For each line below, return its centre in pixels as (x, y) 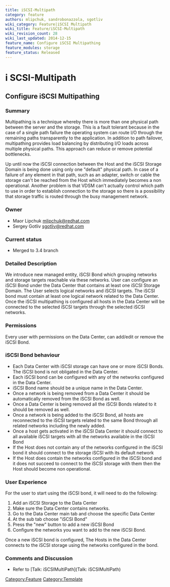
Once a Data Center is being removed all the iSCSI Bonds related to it (84, 404)
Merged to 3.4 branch (35, 250)
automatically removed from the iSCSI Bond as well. (67, 398)
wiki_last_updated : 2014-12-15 (38, 39)
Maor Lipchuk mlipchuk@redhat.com (51, 221)
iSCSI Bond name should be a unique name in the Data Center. (78, 388)
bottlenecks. (18, 154)
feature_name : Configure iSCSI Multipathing (53, 43)
